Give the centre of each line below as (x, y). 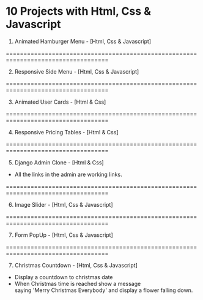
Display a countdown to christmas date (64, 277)
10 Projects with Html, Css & (78, 11)
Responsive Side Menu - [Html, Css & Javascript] (77, 71)
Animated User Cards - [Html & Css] (60, 102)
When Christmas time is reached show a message (78, 283)
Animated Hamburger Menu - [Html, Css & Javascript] (83, 41)
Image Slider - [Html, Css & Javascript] (64, 204)
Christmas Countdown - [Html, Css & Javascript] (76, 265)
